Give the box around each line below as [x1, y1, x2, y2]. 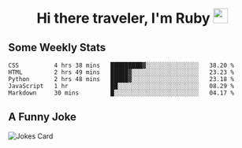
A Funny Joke [8, 110, 77, 124]
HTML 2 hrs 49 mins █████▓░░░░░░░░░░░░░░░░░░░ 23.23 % [8, 68, 235, 76]
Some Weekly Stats [8, 40, 106, 54]
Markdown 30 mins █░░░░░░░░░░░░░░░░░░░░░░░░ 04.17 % [8, 89, 235, 97]
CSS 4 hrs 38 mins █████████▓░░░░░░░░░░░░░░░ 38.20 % [8, 61, 235, 69]
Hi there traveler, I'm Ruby [36, 9, 210, 28]
